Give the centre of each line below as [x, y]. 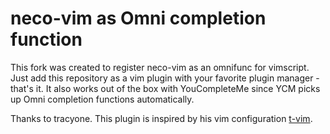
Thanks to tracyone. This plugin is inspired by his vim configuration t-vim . [161, 118]
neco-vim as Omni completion [138, 18]
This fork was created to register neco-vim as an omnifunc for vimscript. [160, 67]
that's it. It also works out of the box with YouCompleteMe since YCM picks [165, 88]
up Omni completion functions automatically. [102, 99]
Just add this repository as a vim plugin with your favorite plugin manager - [165, 78]
